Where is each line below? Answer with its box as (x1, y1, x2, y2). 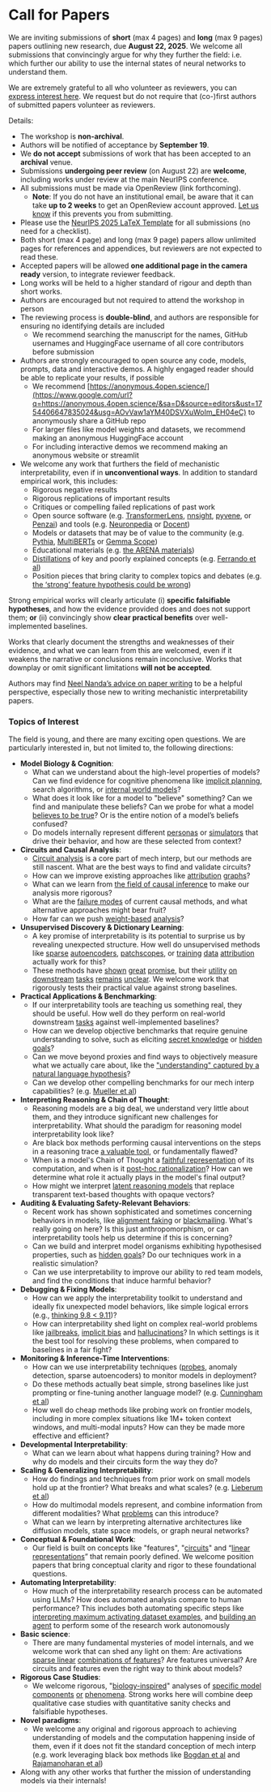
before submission (32, 346, 95, 356)
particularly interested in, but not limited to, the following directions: (8, 743, 234, 753)
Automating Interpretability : (19, 1578, 116, 1588)
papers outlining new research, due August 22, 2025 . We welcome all (8, 41, 243, 50)
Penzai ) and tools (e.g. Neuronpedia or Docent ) (32, 519, 190, 529)
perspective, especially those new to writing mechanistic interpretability (8, 687, 248, 697)
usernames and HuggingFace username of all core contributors (32, 338, 244, 348)
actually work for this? (32, 957, 107, 967)
